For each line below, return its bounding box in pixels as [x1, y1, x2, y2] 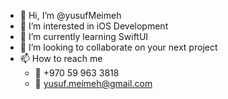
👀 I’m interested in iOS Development [19, 20, 169, 32]
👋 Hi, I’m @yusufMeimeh [19, 10, 122, 21]
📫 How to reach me [19, 53, 103, 64]
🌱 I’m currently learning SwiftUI [19, 31, 149, 42]
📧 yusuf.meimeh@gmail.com [34, 78, 153, 89]
